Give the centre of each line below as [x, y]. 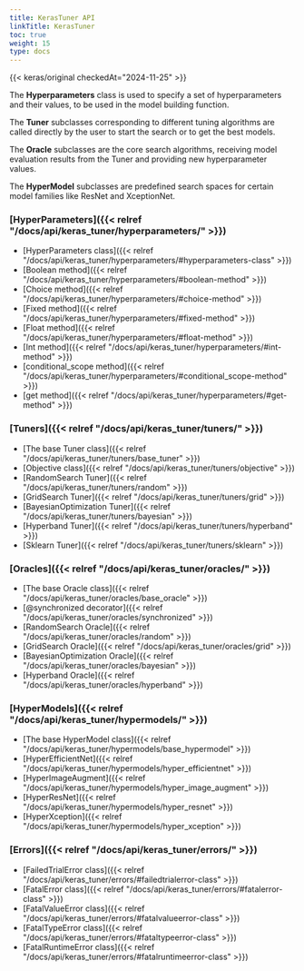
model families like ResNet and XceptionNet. [92, 196]
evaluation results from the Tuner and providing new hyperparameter [138, 159]
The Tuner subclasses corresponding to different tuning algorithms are [142, 123]
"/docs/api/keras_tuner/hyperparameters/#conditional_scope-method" [155, 376]
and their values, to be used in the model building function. [119, 104]
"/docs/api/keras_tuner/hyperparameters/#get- [199, 395]
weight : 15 [30, 43]
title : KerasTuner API [52, 18]
